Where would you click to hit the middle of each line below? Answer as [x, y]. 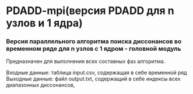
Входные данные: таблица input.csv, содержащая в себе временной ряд [97, 73]
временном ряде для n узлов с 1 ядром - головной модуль [94, 49]
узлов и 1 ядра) [44, 23]
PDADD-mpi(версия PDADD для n [90, 11]
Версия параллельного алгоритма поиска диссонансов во [94, 41]
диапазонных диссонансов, [41, 85]
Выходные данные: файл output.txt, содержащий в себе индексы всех [93, 79]
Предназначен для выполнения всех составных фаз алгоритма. [86, 61]
